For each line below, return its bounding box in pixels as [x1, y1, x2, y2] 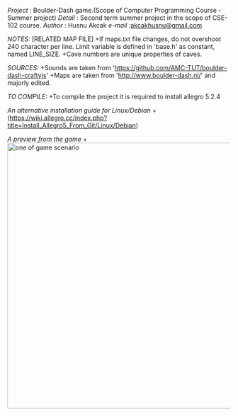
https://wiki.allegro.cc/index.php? [9, 113, 108, 122]
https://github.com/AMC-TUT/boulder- [114, 64, 227, 72]
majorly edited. [7, 79, 51, 87]
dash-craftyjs [7, 71, 47, 79]
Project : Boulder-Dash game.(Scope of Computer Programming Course [7, 6, 217, 14]
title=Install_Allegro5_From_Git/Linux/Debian [7, 121, 136, 130]
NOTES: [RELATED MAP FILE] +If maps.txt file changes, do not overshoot [7, 35, 222, 43]
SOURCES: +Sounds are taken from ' [7, 64, 115, 72]
